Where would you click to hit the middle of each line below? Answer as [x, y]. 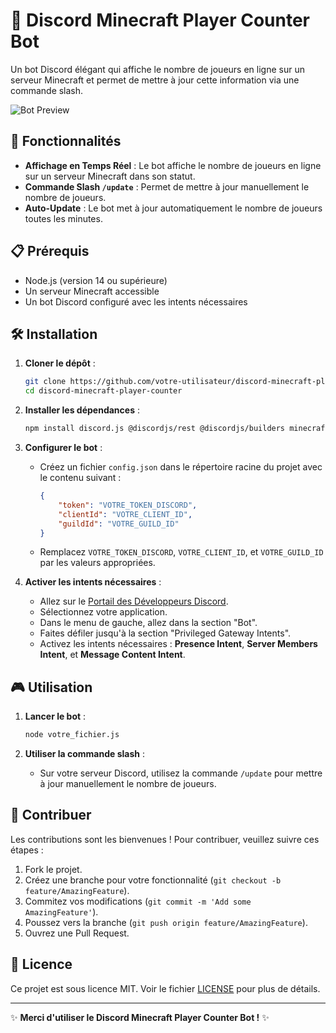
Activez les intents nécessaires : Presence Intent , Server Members [178, 644]
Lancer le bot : [55, 716]
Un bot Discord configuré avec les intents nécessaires [136, 301]
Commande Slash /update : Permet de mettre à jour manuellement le [167, 186]
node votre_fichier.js [72, 735]
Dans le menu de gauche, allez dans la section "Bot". [148, 623]
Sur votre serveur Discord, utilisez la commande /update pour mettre [181, 773]
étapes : [27, 850]
